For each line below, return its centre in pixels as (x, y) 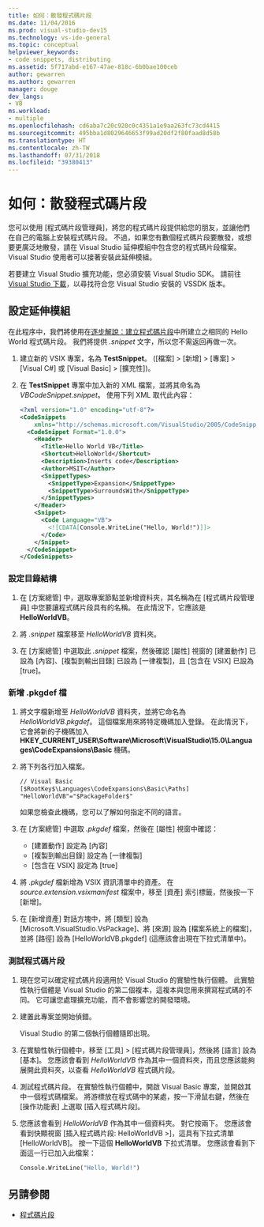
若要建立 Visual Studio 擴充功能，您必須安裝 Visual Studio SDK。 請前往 (125, 274)
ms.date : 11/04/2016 (42, 23)
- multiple (26, 119)
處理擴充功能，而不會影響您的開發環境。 (128, 999)
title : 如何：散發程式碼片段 (50, 15)
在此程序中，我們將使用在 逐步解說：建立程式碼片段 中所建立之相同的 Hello (128, 331)
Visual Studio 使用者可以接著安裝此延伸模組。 (82, 257)
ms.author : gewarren (42, 81)
